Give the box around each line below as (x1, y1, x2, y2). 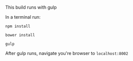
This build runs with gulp (5, 5, 57, 10)
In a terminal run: (5, 14, 41, 20)
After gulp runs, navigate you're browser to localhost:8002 (5, 50, 128, 56)
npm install (5, 24, 30, 29)
